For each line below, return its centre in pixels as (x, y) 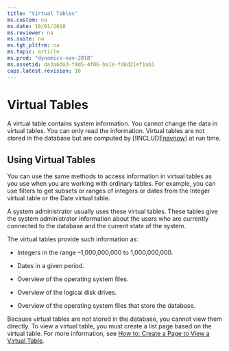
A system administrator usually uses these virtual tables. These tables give (112, 211)
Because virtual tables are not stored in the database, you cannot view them (115, 319)
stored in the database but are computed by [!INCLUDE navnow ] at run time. (114, 138)
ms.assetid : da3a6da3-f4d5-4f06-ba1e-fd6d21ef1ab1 (81, 64)
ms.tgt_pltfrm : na (33, 45)
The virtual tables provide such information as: (73, 239)
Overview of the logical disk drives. (67, 293)
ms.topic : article (33, 52)
